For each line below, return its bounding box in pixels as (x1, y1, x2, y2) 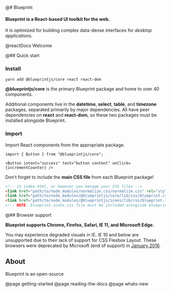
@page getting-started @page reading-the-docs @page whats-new (5, 280, 149, 287)
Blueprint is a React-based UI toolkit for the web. (5, 16, 110, 22)
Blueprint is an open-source (5, 271, 64, 277)
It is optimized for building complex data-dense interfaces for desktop (5, 28, 152, 34)
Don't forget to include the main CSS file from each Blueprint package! (5, 174, 154, 180)
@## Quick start (5, 52, 40, 59)
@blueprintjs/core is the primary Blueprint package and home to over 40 (5, 86, 159, 92)
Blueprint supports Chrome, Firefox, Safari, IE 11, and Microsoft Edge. (5, 222, 154, 228)
